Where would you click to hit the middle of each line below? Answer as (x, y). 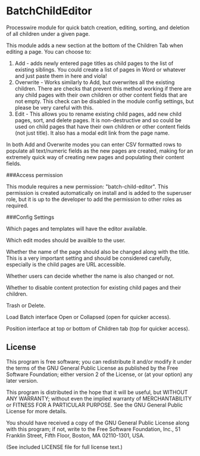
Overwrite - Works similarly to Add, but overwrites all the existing (95, 82)
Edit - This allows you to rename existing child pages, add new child (98, 114)
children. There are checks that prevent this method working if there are (103, 88)
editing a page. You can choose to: (49, 51)
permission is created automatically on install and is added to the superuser (99, 193)
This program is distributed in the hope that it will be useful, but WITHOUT (97, 392)
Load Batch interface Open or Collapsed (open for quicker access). (88, 317)
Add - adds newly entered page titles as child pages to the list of (94, 63)
